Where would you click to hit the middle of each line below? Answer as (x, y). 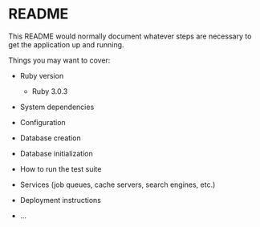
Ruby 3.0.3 (50, 91)
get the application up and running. (66, 44)
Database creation (51, 138)
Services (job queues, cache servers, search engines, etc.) (118, 184)
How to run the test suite (61, 168)
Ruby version (42, 75)
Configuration (43, 122)
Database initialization (57, 153)
